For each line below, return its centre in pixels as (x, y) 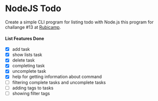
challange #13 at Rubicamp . (33, 27)
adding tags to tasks (33, 88)
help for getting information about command (57, 77)
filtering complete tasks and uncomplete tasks (59, 82)
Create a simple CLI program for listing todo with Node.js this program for (79, 22)
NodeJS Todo (33, 9)
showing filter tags (31, 93)
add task (21, 49)
